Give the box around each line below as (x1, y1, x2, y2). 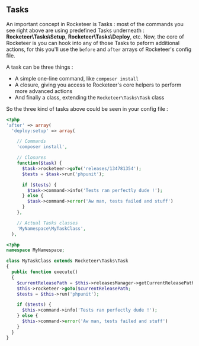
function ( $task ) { (17, 160, 62, 166)
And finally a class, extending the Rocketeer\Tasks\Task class (14, 94, 165, 101)
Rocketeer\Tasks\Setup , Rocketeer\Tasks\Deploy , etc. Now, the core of (6, 33, 185, 40)
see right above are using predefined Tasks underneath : (6, 27, 145, 34)
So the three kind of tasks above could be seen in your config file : (6, 105, 169, 112)
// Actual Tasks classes (17, 220, 78, 226)
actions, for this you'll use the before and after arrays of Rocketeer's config (6, 46, 192, 53)
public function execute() (11, 269, 78, 275)
